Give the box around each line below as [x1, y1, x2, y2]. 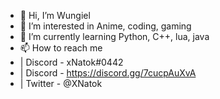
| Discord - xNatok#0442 [19, 56, 124, 68]
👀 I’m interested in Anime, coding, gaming [19, 20, 192, 32]
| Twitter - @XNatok [19, 78, 103, 89]
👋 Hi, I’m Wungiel [19, 10, 91, 21]
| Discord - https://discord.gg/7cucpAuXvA [19, 67, 197, 79]
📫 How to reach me [19, 42, 103, 54]
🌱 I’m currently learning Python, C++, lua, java [19, 31, 210, 42]
